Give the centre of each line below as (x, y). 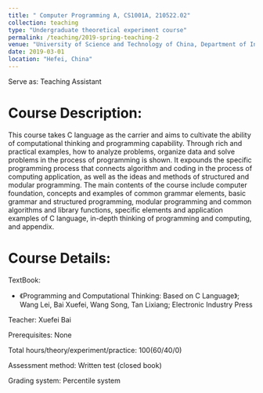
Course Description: (75, 113)
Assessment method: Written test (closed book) (85, 365)
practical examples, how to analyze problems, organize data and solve (122, 151)
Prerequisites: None (40, 335)
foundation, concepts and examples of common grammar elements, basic (127, 193)
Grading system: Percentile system (65, 380)
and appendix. (31, 226)
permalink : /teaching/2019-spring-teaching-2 (83, 37)
